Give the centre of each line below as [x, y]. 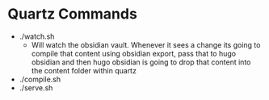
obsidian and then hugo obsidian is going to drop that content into [141, 62]
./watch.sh [37, 36]
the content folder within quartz [84, 70]
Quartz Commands [73, 14]
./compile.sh [40, 79]
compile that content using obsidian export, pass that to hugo [133, 53]
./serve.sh [36, 87]
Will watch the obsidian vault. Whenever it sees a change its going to [146, 44]
